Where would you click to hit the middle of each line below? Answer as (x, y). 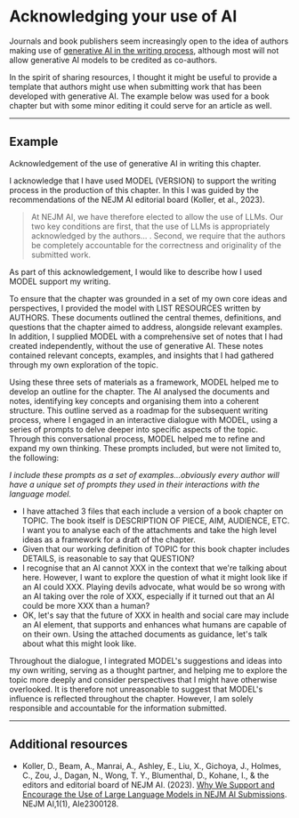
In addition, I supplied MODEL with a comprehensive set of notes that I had (146, 336)
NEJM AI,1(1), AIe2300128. (70, 804)
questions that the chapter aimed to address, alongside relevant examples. (146, 327)
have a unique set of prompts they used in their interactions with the (135, 484)
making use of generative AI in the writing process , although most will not (144, 50)
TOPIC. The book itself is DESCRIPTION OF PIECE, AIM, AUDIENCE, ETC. (156, 520)
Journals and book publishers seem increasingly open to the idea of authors (149, 41)
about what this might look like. (79, 644)
